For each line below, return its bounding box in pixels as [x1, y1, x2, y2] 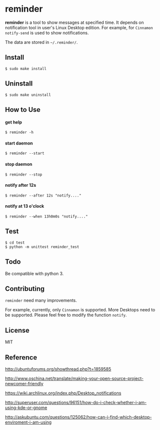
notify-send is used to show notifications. [5, 30, 89, 36]
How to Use [5, 106, 41, 114]
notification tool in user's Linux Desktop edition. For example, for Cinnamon [5, 24, 153, 30]
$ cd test [5, 240, 25, 245]
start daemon [5, 140, 33, 146]
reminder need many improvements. [5, 298, 77, 304]
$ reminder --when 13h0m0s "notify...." [5, 214, 89, 219]
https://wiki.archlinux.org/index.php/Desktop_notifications [5, 390, 122, 396]
